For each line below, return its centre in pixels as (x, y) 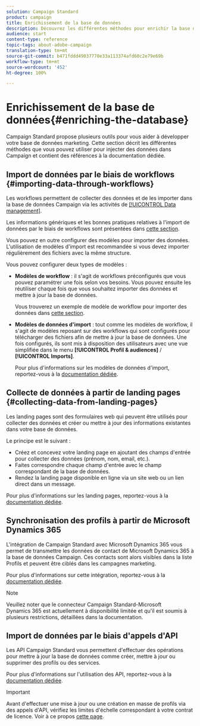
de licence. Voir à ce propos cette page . (55, 716)
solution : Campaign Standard (42, 12)
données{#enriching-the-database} (98, 120)
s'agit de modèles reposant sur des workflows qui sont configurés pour (102, 331)
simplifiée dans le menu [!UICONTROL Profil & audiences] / (88, 350)
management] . (24, 211)
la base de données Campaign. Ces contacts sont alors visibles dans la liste (99, 557)
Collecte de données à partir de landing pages (93, 393)
